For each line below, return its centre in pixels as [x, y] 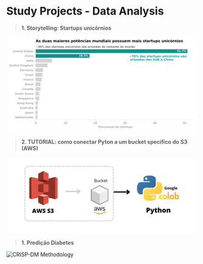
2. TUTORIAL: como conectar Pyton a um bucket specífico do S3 [104, 141]
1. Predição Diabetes [47, 243]
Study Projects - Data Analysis [85, 11]
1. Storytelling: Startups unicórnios [66, 28]
